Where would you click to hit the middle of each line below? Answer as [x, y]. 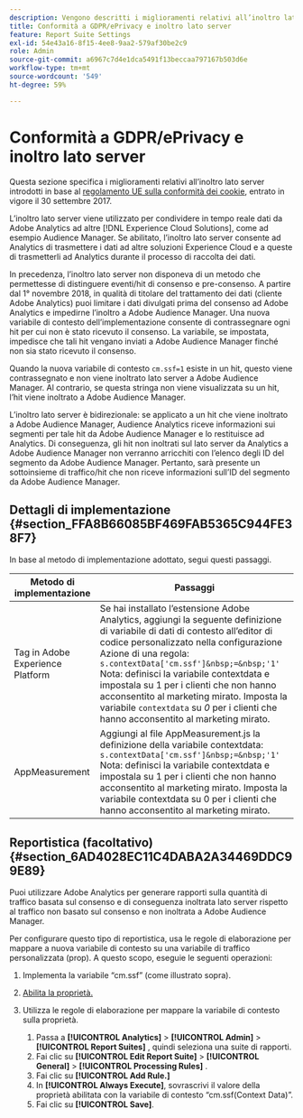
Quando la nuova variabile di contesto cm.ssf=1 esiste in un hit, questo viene [151, 368]
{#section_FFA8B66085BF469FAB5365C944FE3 [151, 524]
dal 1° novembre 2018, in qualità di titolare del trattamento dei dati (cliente [146, 293]
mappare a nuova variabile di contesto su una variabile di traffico [130, 948]
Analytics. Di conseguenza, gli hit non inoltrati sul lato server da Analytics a [149, 443]
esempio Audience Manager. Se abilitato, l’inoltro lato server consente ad [145, 237]
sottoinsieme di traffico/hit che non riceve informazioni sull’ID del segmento [150, 472]
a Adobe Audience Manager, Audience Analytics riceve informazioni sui [142, 424]
